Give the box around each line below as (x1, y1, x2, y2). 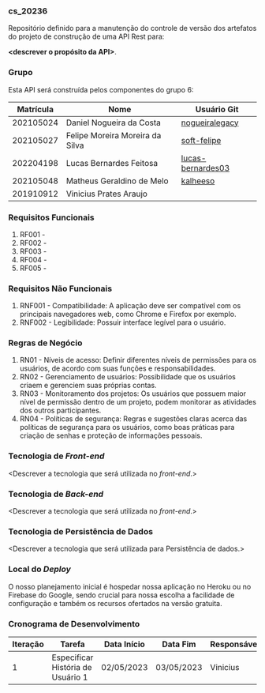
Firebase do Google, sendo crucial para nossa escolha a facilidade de (8, 590, 235, 600)
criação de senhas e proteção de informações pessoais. (19, 431, 203, 440)
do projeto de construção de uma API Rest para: (8, 32, 165, 41)
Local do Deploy (8, 563, 71, 574)
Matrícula (17, 104, 54, 115)
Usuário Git (195, 104, 239, 115)
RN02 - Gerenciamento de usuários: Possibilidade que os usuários (19, 372, 237, 382)
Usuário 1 (51, 672, 88, 683)
